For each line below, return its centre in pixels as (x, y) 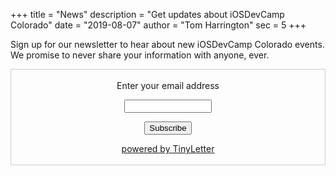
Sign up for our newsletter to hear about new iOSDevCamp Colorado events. (167, 44)
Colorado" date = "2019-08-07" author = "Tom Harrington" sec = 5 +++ (158, 25)
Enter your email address (168, 85)
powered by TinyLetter (168, 148)
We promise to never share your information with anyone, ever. (140, 55)
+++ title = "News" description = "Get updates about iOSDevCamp (147, 14)
